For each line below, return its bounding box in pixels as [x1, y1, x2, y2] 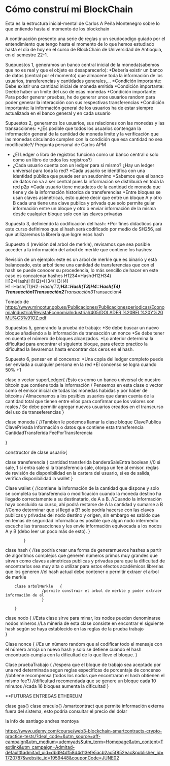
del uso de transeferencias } [5, 409, 64, 415]
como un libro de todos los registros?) [12, 156, 92, 163]
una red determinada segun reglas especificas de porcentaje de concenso [5, 667, 161, 673]
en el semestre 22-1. [5, 52, 48, 58]
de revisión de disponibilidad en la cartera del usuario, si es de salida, [5, 470, 151, 476]
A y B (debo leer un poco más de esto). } [5, 528, 90, 534]
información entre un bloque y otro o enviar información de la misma [12, 205, 156, 211]
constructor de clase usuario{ [5, 449, 67, 455]
